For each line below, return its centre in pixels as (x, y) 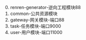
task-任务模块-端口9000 (35, 26)
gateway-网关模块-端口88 (37, 20)
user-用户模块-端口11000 (36, 32)
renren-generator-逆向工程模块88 (45, 7)
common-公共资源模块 (34, 13)
